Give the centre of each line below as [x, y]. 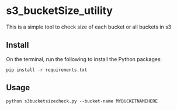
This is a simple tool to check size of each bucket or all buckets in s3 [89, 27]
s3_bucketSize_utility [59, 11]
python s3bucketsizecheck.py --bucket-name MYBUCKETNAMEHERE [82, 101]
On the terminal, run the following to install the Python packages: [84, 59]
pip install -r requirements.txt [47, 70]
